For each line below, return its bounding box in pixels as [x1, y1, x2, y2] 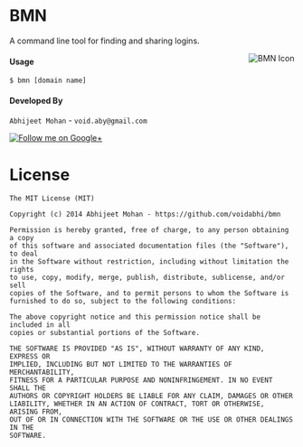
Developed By [9, 95, 63, 106]
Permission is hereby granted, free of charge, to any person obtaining [9, 226, 289, 235]
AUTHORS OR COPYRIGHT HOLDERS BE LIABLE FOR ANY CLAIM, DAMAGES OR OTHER [9, 392, 294, 401]
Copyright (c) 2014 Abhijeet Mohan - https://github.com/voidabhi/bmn [9, 210, 281, 219]
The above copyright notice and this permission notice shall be [9, 312, 260, 321]
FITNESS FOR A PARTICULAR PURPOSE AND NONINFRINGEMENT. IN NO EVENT [9, 376, 273, 385]
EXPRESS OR [9, 352, 51, 361]
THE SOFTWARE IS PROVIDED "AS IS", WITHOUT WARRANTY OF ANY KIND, [9, 344, 265, 353]
